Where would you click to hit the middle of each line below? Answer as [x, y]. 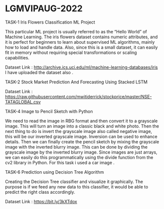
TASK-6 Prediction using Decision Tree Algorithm [55, 172]
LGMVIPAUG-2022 [44, 9]
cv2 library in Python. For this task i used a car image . [60, 162]
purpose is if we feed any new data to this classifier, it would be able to [77, 186]
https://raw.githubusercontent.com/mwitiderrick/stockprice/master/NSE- [79, 97]
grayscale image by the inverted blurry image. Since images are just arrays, [81, 152]
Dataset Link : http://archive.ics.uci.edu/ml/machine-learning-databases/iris [82, 67]
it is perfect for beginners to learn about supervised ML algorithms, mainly [80, 42]
